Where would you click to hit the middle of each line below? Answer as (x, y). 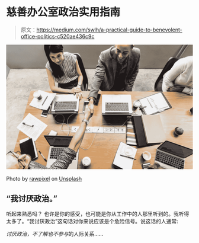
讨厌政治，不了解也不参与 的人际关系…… (55, 234)
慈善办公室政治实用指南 (63, 12)
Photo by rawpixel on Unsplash (44, 178)
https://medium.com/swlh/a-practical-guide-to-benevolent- (109, 30)
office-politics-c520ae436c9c (57, 36)
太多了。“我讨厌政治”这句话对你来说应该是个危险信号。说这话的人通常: (92, 221)
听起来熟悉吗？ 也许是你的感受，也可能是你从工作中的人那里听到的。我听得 (98, 214)
